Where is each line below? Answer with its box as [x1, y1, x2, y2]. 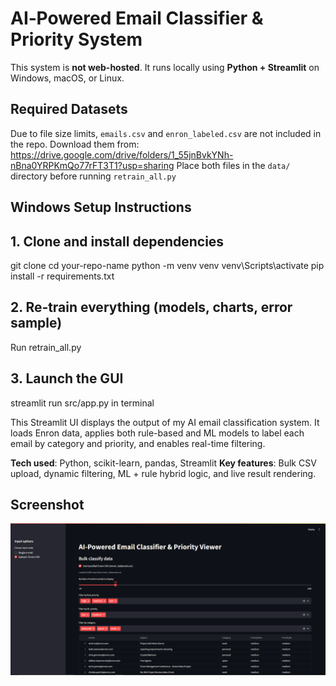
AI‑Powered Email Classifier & [10, 7, 264, 30]
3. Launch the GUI [10, 370, 124, 387]
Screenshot [10, 496, 85, 513]
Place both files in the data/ [176, 159, 291, 171]
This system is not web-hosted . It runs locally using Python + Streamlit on [10, 61, 320, 73]
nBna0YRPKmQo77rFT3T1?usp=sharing [10, 159, 175, 171]
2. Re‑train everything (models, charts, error [10, 299, 293, 316]
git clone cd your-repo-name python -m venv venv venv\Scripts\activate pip [10, 259, 325, 271]
